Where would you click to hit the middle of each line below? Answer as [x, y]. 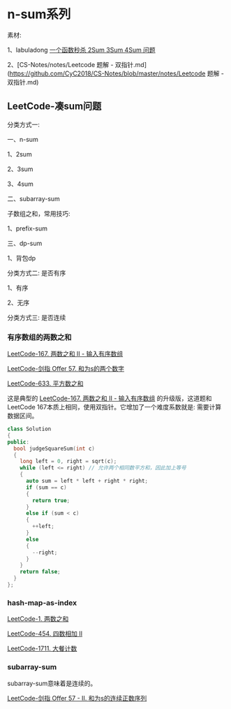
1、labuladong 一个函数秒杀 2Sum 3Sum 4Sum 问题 [81, 50]
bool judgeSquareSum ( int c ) [54, 448]
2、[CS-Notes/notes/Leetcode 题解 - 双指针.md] [77, 64]
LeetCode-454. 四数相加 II [45, 634]
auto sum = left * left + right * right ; [87, 481]
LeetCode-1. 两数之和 [38, 619]
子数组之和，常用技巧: [39, 213]
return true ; [51, 500]
